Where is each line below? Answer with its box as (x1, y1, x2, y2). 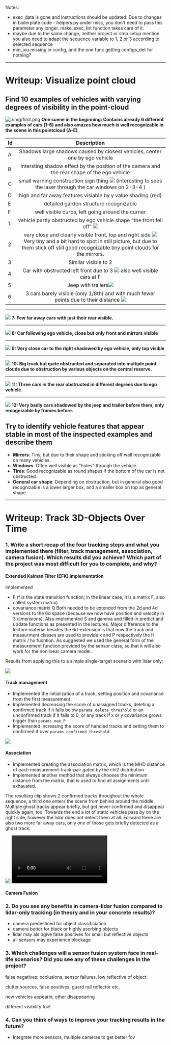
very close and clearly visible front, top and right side (23, 231, 151, 238)
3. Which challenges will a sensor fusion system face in (5, 950, 146, 957)
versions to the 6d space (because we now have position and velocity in (12, 610, 164, 617)
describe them (5, 438, 52, 447)
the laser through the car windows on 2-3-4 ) (35, 183, 146, 191)
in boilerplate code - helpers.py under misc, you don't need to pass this (12, 20, 163, 25)
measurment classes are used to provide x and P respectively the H (12, 632, 155, 638)
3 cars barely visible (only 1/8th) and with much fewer (25, 290, 155, 297)
